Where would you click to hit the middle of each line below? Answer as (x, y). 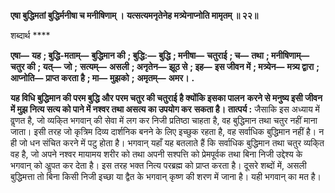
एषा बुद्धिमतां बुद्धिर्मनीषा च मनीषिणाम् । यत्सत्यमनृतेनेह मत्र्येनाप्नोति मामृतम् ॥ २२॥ (134, 15)
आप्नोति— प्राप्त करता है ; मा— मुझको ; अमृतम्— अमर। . (102, 78)
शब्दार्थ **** (30, 35)
